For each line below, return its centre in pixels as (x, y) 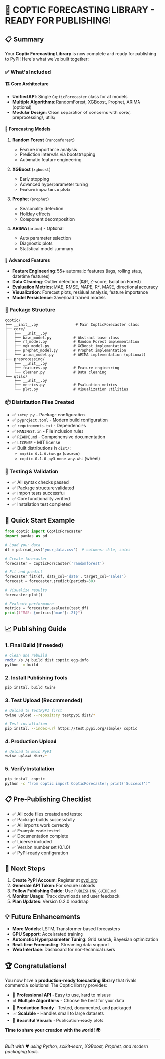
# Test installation (26, 724)
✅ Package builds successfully (43, 819)
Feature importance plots (45, 189)
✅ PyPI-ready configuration (40, 853)
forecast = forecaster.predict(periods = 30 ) (50, 581)
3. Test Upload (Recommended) (44, 700)
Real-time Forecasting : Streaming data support (60, 945)
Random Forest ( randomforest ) (43, 140)
